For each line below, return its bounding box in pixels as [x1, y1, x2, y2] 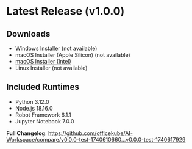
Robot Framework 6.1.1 [15, 111, 71, 118]
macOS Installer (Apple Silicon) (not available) [15, 51, 131, 59]
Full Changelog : [6, 129, 47, 137]
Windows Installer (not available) [15, 45, 98, 52]
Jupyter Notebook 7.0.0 [15, 117, 74, 125]
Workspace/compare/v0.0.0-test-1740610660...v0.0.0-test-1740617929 [6, 136, 186, 143]
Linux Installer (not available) [15, 64, 88, 71]
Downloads [6, 29, 51, 39]
